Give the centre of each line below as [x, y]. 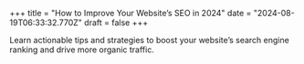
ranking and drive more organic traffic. [82, 50]
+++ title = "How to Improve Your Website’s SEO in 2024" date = [131, 13]
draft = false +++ [116, 23]
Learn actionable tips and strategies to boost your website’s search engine [149, 40]
